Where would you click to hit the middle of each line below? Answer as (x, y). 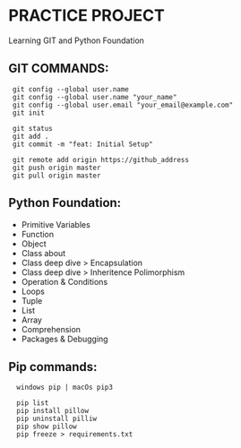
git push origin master (56, 168)
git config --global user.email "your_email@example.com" (123, 105)
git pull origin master (56, 176)
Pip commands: (53, 367)
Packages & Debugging (65, 339)
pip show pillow (47, 426)
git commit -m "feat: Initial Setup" (82, 144)
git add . (30, 136)
